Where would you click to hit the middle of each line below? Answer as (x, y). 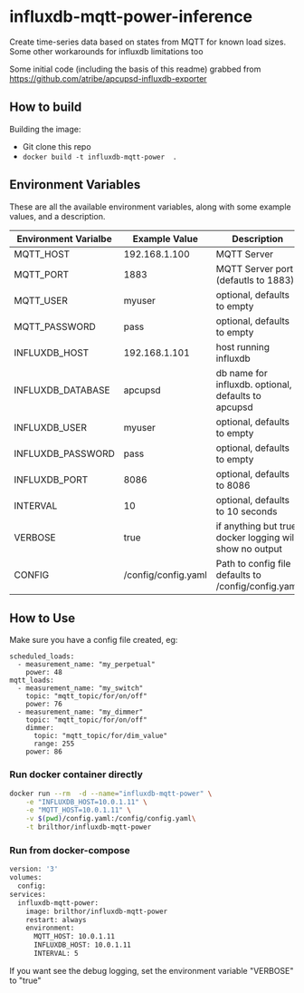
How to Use (43, 618)
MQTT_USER (41, 300)
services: (28, 894)
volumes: (26, 878)
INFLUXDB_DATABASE (62, 390)
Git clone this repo (57, 146)
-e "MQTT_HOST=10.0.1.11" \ (78, 810)
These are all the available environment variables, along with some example (150, 207)
